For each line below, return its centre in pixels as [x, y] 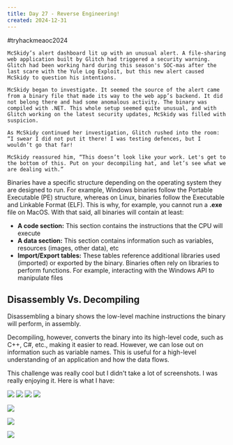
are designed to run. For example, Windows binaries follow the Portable [110, 190]
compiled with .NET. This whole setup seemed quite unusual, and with [112, 108]
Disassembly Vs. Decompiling [74, 299]
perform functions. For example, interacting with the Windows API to [116, 270]
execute [29, 233]
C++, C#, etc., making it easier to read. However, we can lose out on [105, 345]
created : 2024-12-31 [37, 20]
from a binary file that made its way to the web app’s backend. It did [115, 96]
